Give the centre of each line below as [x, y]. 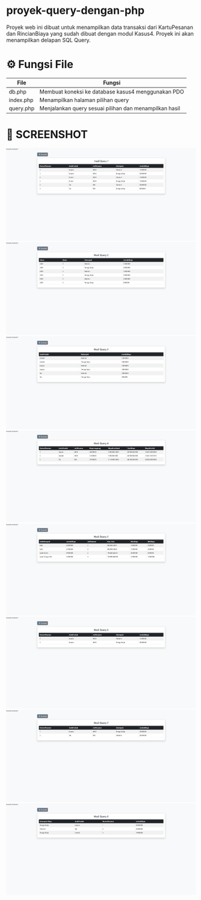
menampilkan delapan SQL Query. [49, 40]
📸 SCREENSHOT [47, 134]
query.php [22, 109]
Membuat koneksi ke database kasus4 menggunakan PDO [112, 92]
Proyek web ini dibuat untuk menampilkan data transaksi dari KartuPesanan [100, 27]
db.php [18, 92]
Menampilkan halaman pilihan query [84, 100]
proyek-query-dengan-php [76, 11]
